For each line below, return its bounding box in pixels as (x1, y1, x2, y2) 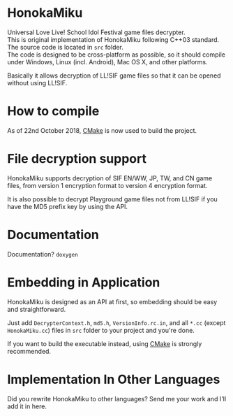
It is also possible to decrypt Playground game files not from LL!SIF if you (7, 194, 218, 203)
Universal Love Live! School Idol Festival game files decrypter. (7, 28, 186, 36)
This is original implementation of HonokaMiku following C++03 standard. (7, 35, 220, 43)
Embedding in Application (7, 274, 160, 290)
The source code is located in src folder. (7, 43, 124, 51)
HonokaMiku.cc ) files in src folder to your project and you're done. (7, 326, 195, 334)
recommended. (7, 347, 51, 355)
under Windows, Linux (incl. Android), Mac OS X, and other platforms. (7, 57, 208, 66)
